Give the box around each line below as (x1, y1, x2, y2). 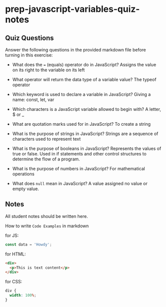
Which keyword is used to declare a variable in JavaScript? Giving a (12, 92, 151, 97)
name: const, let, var (12, 97, 55, 102)
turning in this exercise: (5, 52, 53, 58)
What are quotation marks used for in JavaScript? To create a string (12, 121, 151, 127)
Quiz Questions (5, 34, 54, 42)
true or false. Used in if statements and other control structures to (12, 151, 147, 156)
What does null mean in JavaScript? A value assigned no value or (12, 181, 148, 186)
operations (12, 171, 35, 177)
